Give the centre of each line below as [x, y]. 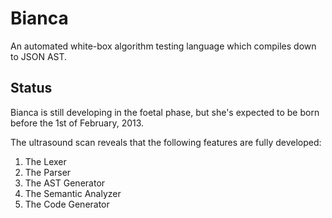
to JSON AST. [39, 56]
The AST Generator [65, 183]
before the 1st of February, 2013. [77, 123]
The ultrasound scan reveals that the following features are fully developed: [166, 142]
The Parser [48, 172]
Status [31, 88]
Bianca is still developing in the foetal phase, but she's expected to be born [165, 112]
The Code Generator [67, 204]
